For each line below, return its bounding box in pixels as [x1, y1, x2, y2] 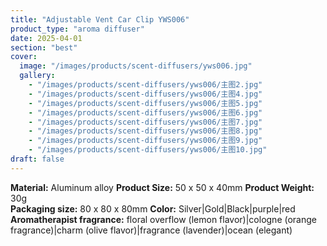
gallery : [19, 71, 56, 81]
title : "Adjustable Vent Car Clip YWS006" [10, 14, 190, 25]
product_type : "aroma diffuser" [10, 24, 145, 34]
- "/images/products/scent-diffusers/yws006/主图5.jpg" [28, 98, 263, 108]
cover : [10, 52, 38, 62]
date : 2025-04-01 [10, 33, 83, 43]
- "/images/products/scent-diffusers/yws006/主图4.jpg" [28, 89, 263, 99]
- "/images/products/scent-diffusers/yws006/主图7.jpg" [28, 117, 263, 127]
